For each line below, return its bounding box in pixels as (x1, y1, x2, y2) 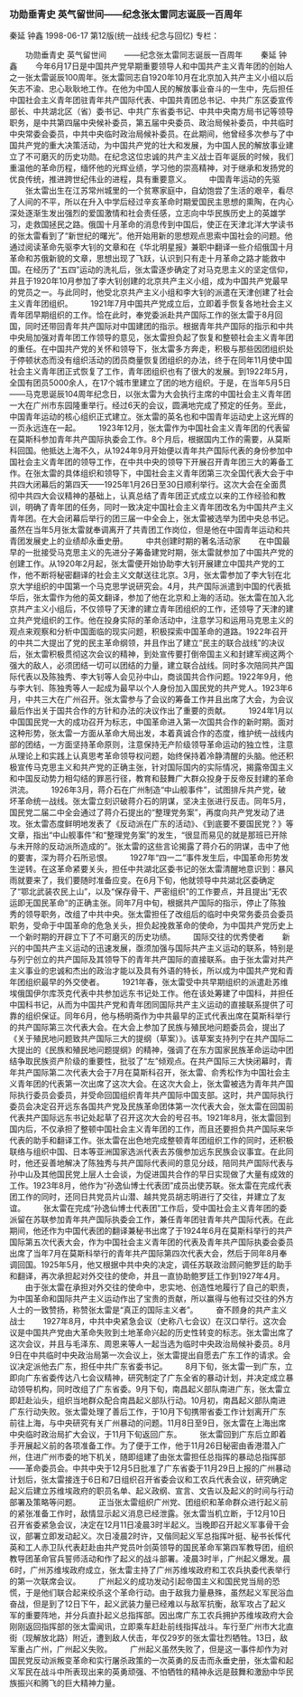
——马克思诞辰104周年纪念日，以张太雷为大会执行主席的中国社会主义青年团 (9, 389, 291, 400)
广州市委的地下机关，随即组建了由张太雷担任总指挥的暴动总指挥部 (40, 1452, 286, 1463)
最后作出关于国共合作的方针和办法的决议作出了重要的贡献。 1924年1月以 (9, 706, 294, 716)
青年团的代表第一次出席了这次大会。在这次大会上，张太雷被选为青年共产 (16, 1078, 286, 1089)
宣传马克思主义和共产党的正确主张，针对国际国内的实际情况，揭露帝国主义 (16, 762, 294, 773)
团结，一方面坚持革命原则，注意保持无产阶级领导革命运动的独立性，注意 (24, 739, 294, 750)
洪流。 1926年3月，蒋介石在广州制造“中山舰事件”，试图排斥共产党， (9, 784, 279, 795)
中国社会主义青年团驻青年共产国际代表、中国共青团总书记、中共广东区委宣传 (9, 95, 294, 106)
